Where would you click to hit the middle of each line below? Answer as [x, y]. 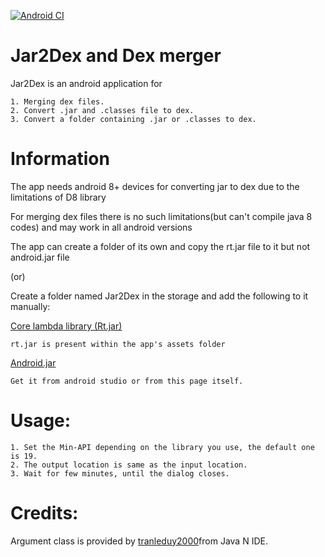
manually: [30, 306]
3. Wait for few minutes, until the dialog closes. [120, 473]
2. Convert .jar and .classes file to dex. [102, 110]
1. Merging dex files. [57, 101]
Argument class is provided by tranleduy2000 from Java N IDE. [139, 541]
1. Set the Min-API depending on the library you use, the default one [162, 447]
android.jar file [40, 257]
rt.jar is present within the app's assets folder [118, 344]
